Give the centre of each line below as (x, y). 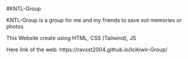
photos (15, 27)
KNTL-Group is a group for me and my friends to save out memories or (94, 20)
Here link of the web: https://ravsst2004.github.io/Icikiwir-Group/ (87, 49)
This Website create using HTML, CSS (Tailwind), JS (71, 38)
